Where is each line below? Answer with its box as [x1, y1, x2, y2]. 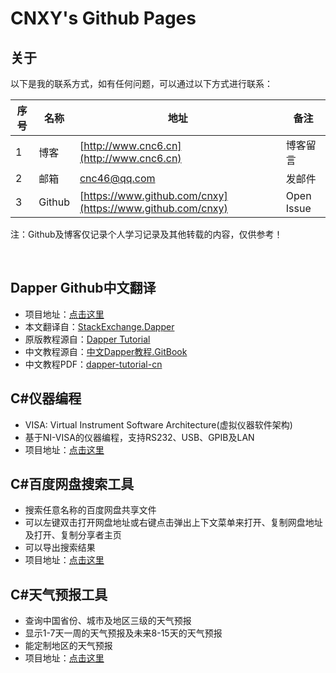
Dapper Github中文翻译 [10, 280, 157, 297]
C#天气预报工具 [10, 586, 108, 603]
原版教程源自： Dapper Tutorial [24, 333, 151, 345]
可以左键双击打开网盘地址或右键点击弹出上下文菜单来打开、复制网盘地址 [24, 517, 323, 529]
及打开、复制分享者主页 [24, 529, 122, 541]
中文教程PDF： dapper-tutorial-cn [24, 358, 163, 370]
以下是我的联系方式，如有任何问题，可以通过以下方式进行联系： [10, 78, 273, 89]
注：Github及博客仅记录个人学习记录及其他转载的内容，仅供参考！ [10, 228, 283, 240]
